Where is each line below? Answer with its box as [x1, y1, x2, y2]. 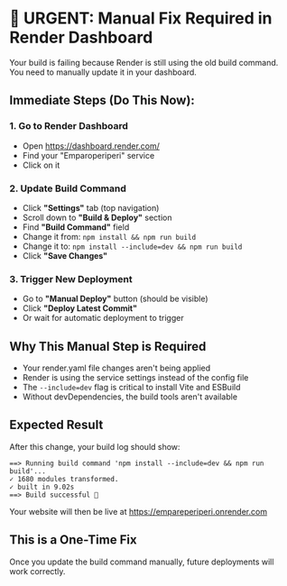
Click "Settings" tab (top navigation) [22, 202, 160, 213]
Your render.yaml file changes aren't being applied [22, 362, 211, 373]
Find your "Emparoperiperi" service [22, 150, 155, 160]
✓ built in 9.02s [9, 482, 75, 491]
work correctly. [9, 565, 66, 576]
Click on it [22, 160, 60, 170]
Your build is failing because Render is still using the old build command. [9, 57, 279, 68]
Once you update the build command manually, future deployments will [9, 556, 274, 567]
